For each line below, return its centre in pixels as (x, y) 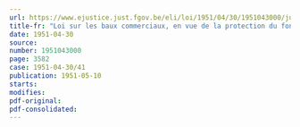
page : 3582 (29, 59)
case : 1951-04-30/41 (48, 68)
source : (24, 42)
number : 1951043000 (46, 51)
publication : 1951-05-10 (55, 76)
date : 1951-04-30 (42, 34)
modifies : (28, 92)
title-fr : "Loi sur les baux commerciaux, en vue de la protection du (143, 26)
